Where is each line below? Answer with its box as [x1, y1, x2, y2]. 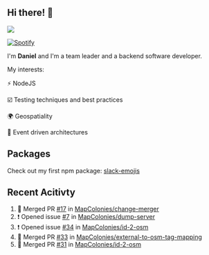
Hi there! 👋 [7, 7, 54, 19]
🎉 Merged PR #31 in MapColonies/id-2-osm [17, 240, 142, 249]
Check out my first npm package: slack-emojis [7, 166, 140, 175]
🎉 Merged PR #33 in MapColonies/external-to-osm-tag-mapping [17, 233, 203, 241]
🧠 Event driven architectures [7, 127, 89, 136]
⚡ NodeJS [7, 79, 36, 87]
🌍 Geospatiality [7, 112, 53, 120]
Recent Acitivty [7, 186, 76, 198]
